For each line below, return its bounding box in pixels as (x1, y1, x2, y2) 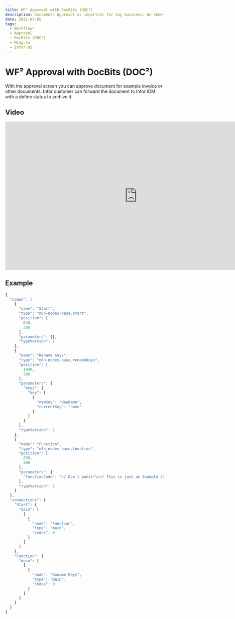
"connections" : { (10, 498, 46, 503)
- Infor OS (10, 45, 33, 50)
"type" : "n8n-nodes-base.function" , (18, 446, 95, 451)
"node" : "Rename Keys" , (32, 572, 82, 577)
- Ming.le (10, 40, 30, 45)
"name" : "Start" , (18, 306, 55, 311)
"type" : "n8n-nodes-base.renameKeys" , (18, 357, 100, 362)
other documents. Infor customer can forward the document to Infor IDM (5, 88, 156, 94)
